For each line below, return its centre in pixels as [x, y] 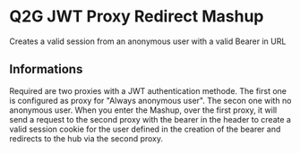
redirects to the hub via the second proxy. [86, 138]
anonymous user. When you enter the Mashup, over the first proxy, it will [143, 110]
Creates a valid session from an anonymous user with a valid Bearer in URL [148, 41]
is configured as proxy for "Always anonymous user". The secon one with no [150, 100]
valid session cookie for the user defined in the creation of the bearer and [145, 129]
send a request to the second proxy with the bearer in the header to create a [150, 119]
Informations [46, 69]
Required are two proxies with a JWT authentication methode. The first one [148, 90]
